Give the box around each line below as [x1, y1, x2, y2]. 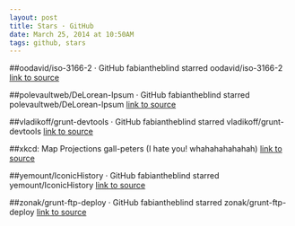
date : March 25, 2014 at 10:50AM [9, 30, 134, 39]
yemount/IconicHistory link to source [9, 180, 146, 191]
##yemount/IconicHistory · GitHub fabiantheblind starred [9, 170, 220, 181]
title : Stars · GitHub [9, 22, 94, 30]
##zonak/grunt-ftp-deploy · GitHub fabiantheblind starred [9, 197, 222, 208]
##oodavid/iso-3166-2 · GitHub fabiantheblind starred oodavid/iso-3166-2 [9, 63, 283, 74]
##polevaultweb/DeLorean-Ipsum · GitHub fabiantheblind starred [9, 90, 250, 100]
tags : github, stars [9, 38, 87, 48]
